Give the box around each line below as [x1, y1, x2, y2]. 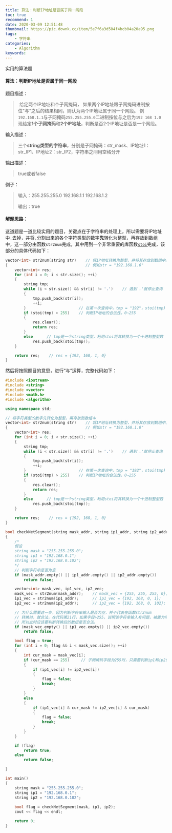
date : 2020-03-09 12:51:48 [5, 22, 63, 27]
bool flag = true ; [14, 638, 54, 644]
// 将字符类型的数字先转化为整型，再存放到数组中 [5, 415, 96, 421]
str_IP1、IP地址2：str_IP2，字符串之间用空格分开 [17, 148, 120, 154]
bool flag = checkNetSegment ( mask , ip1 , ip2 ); [14, 804, 116, 810]
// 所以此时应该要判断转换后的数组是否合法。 [14, 619, 98, 625]
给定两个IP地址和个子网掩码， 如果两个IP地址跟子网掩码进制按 [19, 101, 150, 107]
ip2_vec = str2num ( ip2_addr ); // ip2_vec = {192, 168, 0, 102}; [14, 601, 166, 606]
